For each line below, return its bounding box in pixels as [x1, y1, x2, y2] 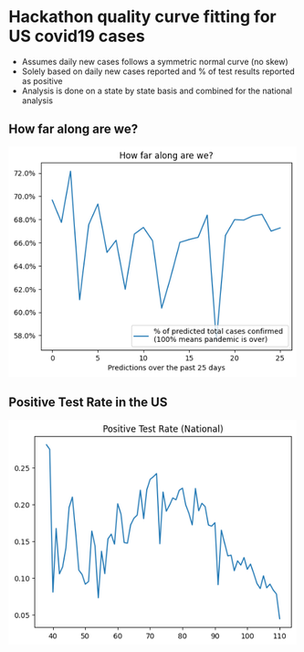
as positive [21, 75, 63, 86]
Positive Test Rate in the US [8, 395, 168, 411]
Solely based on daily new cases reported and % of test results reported [21, 66, 295, 77]
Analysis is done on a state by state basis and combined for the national [21, 85, 293, 96]
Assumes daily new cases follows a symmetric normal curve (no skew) [21, 56, 288, 67]
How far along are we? [8, 122, 139, 137]
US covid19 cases [8, 26, 145, 47]
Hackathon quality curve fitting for [8, 6, 277, 27]
